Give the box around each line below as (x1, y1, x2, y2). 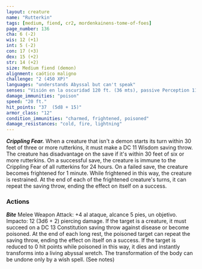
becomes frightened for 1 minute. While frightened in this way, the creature (6, 169, 192, 177)
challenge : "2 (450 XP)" (6, 76, 69, 82)
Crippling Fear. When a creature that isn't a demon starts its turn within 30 (6, 138, 191, 145)
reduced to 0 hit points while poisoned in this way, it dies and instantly (6, 243, 180, 250)
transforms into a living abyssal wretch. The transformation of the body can (6, 250, 194, 257)
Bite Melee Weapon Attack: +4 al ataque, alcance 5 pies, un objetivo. (6, 211, 177, 218)
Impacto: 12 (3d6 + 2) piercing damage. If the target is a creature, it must (6, 218, 186, 225)
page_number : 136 (6, 25, 50, 32)
